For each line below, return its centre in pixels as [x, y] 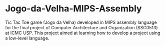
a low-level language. [27, 38]
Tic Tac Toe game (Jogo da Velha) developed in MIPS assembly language [81, 22]
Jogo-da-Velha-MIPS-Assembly [73, 9]
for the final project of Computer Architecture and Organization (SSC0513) [82, 27]
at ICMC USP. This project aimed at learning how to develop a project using [83, 33]
